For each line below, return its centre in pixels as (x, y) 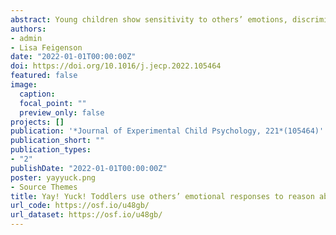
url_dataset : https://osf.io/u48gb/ (86, 215)
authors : (28, 29)
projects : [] (37, 122)
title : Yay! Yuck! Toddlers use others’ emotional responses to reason (162, 196)
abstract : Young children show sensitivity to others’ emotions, (149, 19)
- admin (26, 38)
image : (24, 85)
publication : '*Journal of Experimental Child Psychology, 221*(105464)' (167, 131)
